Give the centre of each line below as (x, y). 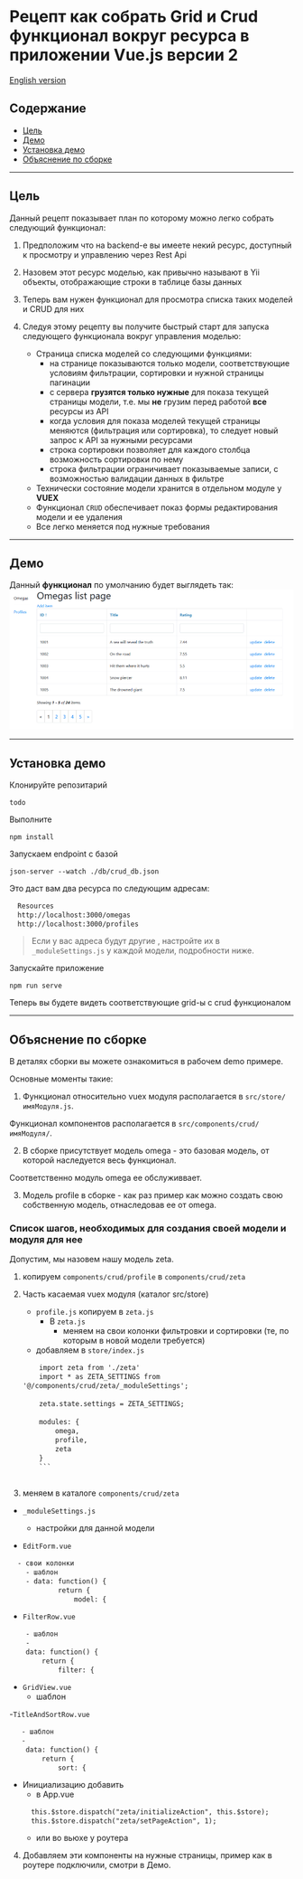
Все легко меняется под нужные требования (123, 526)
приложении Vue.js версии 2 (124, 55)
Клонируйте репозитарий (59, 785)
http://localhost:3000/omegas (74, 915)
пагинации (70, 382)
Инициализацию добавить (73, 1785)
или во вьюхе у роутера (82, 1838)
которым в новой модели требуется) (134, 1341)
